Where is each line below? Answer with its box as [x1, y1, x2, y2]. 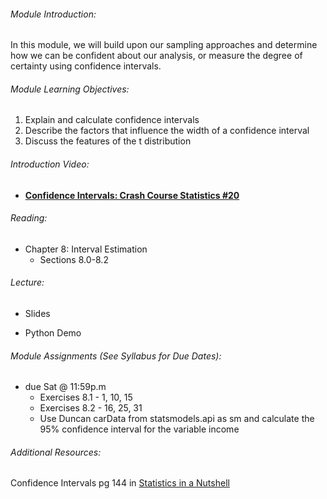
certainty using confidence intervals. [10, 60, 162, 72]
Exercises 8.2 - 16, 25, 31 [39, 402, 143, 414]
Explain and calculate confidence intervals [24, 114, 200, 126]
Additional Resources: [10, 446, 102, 458]
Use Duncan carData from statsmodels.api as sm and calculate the [39, 413, 315, 425]
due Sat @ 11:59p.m [24, 381, 107, 393]
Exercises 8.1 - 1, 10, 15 [39, 391, 133, 404]
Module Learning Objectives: [10, 83, 130, 95]
